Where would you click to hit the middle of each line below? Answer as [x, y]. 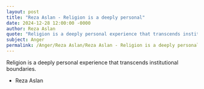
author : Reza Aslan [31, 29]
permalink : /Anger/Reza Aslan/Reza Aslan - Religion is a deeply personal [103, 46]
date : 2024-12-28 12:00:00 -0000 [49, 23]
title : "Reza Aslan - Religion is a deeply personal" [76, 17]
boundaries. [21, 69]
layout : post [23, 12]
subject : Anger [25, 40]
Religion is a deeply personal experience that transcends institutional [93, 62]
